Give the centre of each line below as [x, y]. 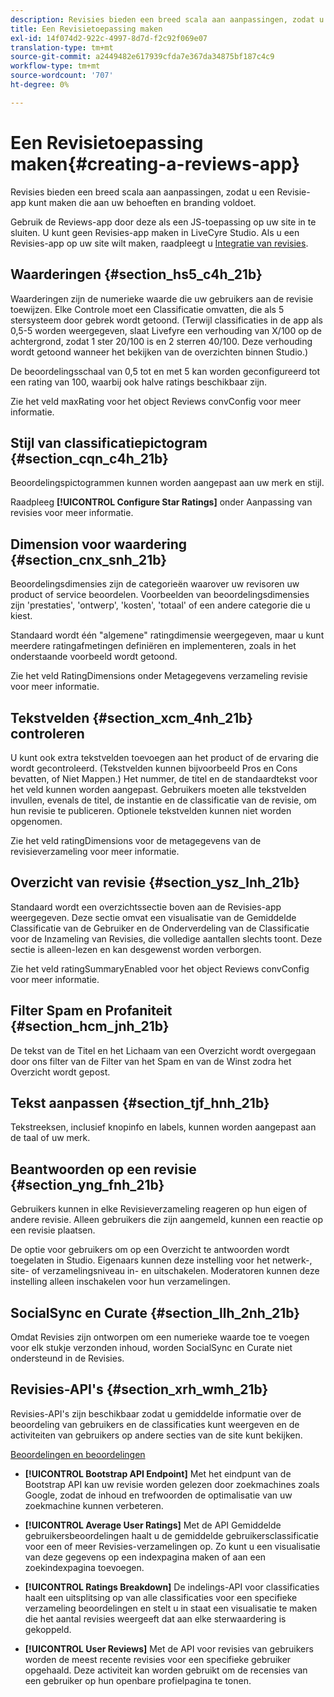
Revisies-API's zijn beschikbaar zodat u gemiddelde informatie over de [156, 1413]
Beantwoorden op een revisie [103, 1169]
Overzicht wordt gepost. [60, 1072]
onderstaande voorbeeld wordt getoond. [94, 657]
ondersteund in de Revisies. [67, 1358]
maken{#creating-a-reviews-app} [155, 163]
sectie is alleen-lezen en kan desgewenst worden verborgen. [136, 949]
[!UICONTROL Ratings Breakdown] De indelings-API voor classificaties [172, 1587]
